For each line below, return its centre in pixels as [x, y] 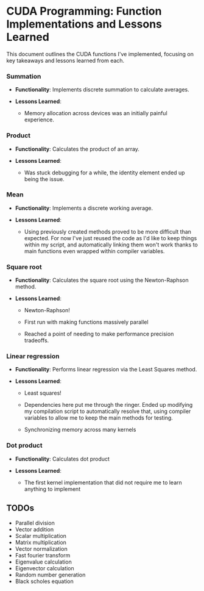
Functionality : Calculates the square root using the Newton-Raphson [102, 280]
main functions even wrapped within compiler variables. [94, 251]
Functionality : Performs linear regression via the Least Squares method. [106, 370]
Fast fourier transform [43, 555]
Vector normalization [41, 549]
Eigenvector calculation [44, 568]
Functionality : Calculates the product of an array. [77, 149]
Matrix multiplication [41, 542]
